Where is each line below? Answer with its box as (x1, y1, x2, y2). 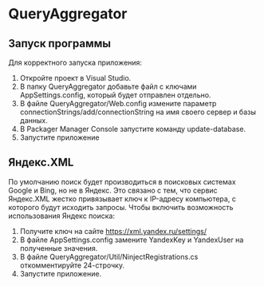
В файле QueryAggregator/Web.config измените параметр (19, 99, 217, 108)
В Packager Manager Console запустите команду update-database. (19, 125, 246, 133)
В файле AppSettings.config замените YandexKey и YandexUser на (19, 235, 244, 244)
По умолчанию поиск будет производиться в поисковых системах (8, 177, 237, 186)
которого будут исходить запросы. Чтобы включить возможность (8, 202, 234, 212)
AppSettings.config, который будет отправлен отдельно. (19, 90, 211, 100)
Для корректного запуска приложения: (8, 58, 142, 67)
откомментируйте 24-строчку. (19, 260, 125, 270)
